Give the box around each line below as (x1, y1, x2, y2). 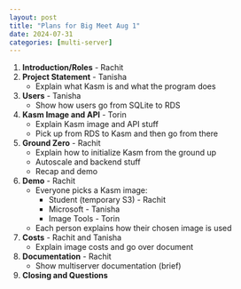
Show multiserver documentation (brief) (35, 261, 182, 271)
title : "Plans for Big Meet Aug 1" (9, 21, 141, 30)
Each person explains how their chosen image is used (35, 223, 232, 234)
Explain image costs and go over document (35, 242, 193, 253)
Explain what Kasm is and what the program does (35, 81, 216, 92)
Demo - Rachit (21, 175, 75, 187)
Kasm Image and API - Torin (21, 109, 127, 120)
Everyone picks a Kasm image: (35, 185, 148, 196)
